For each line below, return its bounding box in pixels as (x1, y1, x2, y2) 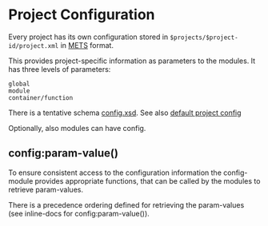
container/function (8, 93, 74, 101)
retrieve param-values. (8, 184, 84, 194)
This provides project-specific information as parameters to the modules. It (8, 56, 256, 65)
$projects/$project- (170, 34, 238, 42)
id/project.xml (8, 42, 59, 50)
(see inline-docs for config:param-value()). (8, 208, 150, 218)
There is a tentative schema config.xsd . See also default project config (8, 108, 242, 117)
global (8, 80, 30, 88)
